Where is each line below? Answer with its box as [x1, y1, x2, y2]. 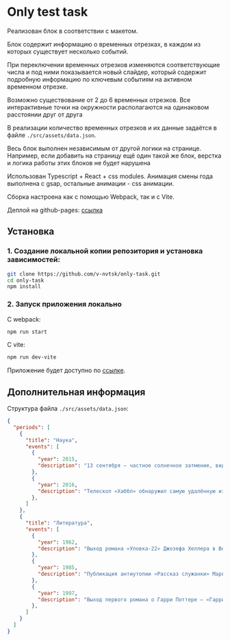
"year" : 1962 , [37, 539, 78, 546]
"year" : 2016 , [37, 481, 78, 488]
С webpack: [7, 315, 41, 323]
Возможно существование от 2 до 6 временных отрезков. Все [7, 95, 191, 104]
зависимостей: [7, 255, 60, 265]
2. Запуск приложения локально [7, 300, 122, 309]
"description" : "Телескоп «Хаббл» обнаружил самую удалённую [37, 487, 216, 494]
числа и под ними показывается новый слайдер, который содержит [7, 68, 207, 76]
